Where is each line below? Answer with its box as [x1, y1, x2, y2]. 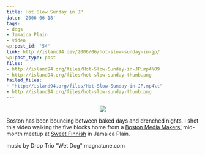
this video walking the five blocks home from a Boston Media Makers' [6, 123, 182, 130]
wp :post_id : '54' [6, 43, 51, 50]
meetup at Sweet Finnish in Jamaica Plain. [23, 130, 130, 137]
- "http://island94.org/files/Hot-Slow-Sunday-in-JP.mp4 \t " [6, 83, 163, 89]
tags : [6, 20, 20, 26]
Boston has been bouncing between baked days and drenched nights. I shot [6, 117, 199, 124]
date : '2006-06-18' [6, 15, 56, 21]
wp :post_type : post [6, 55, 56, 61]
